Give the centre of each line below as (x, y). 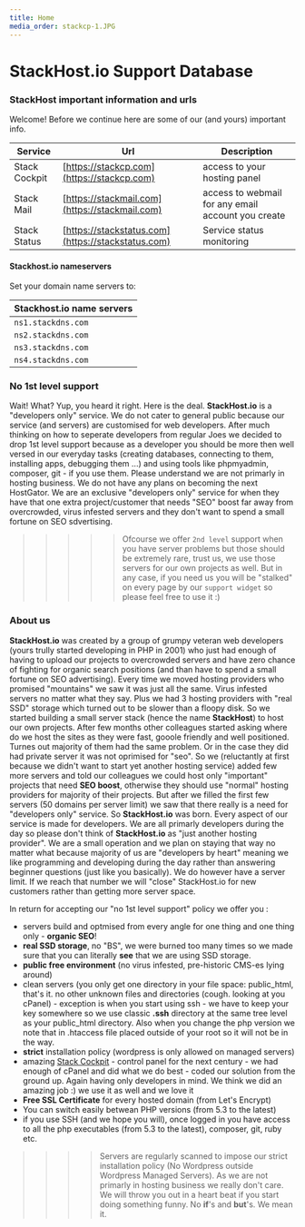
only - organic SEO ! (59, 936)
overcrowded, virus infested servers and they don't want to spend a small (147, 512)
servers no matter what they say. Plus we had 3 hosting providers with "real (151, 698)
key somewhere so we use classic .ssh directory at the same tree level (155, 1013)
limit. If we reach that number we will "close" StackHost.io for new (133, 881)
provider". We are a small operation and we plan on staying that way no (143, 843)
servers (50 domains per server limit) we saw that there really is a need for (149, 804)
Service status (234, 230)
